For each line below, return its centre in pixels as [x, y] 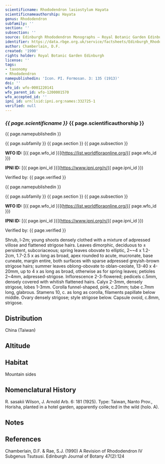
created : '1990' [22, 51]
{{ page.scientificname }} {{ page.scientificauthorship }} [75, 123]
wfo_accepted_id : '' [26, 97]
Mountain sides [21, 374]
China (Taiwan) [20, 330]
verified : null [21, 106]
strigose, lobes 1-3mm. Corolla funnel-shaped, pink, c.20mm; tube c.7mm [80, 287]
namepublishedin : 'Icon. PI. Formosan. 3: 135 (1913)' [62, 78]
